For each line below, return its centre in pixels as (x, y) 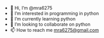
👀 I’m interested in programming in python (54, 13)
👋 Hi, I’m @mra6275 (31, 8)
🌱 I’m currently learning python (43, 19)
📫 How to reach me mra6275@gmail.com (54, 30)
